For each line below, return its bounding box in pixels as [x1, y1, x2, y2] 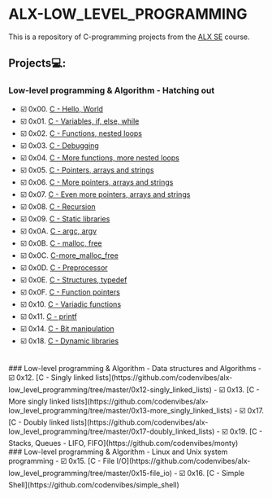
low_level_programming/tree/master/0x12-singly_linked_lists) [8, 384, 213, 395]
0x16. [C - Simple [186, 468, 245, 478]
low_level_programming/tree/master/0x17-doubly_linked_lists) [8, 426, 215, 436]
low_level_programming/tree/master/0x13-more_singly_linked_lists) [8, 405, 233, 415]
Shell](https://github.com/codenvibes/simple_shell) [8, 479, 180, 489]
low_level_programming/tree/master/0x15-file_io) [8, 468, 173, 478]
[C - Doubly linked [8, 417, 70, 427]
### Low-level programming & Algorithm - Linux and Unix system [8, 447, 228, 456]
